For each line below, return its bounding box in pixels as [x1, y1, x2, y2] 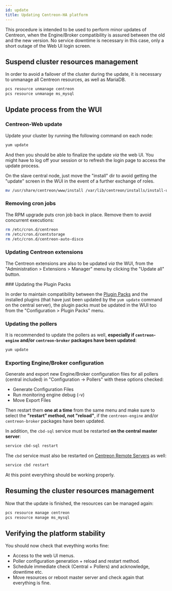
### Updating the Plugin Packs [5, 281, 71, 287]
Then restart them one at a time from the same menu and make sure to [5, 407, 155, 413]
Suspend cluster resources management [5, 57, 138, 66]
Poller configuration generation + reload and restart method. [12, 558, 140, 564]
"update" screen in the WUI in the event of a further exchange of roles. [5, 178, 155, 184]
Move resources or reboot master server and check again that [12, 575, 144, 581]
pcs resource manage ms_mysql [5, 515, 70, 520]
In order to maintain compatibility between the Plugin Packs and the [5, 291, 148, 297]
